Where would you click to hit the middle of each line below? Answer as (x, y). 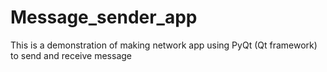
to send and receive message (71, 55)
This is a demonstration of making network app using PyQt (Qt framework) (164, 45)
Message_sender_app (104, 17)
